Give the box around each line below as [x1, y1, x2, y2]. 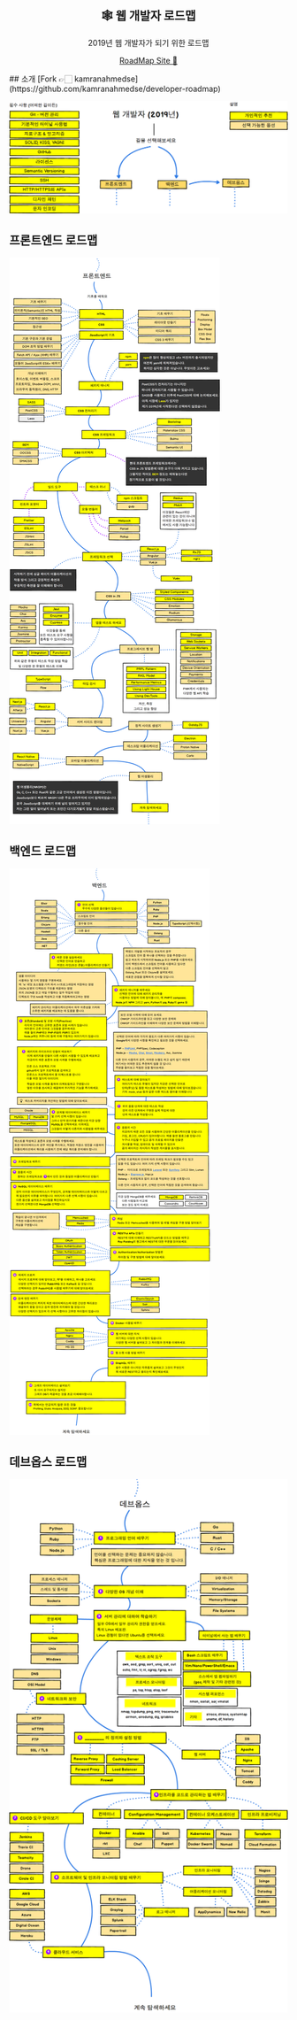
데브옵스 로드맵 [9, 1454, 88, 1469]
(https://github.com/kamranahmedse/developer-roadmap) [9, 83, 221, 94]
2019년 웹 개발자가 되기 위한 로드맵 [88, 37, 209, 48]
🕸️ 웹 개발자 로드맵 [101, 8, 196, 24]
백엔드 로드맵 [9, 844, 77, 859]
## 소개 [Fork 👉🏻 [9, 73, 72, 84]
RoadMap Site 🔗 [118, 55, 179, 66]
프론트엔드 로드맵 [9, 233, 98, 248]
